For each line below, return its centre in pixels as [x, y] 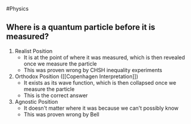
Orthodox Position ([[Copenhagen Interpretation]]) [76, 76]
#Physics [17, 9]
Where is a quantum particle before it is [81, 27]
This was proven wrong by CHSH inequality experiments [93, 70]
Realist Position [34, 51]
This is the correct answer [56, 95]
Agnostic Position [36, 101]
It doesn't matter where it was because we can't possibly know [101, 108]
